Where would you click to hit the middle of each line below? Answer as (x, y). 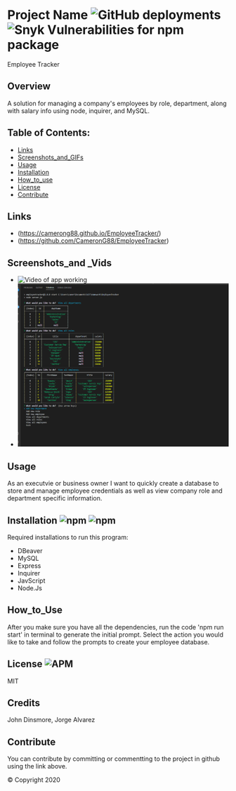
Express (29, 566)
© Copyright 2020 (34, 780)
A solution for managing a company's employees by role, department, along (117, 103)
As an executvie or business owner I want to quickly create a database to (113, 484)
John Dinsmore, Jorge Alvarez (51, 720)
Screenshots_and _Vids (60, 263)
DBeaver (30, 551)
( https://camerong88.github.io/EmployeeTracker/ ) (89, 233)
